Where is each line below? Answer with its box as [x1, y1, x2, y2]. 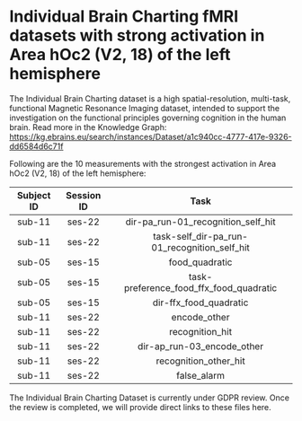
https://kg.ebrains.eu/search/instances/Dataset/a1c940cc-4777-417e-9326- [9, 131, 292, 142]
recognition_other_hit [155, 355, 245, 367]
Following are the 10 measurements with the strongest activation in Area [9, 158, 277, 169]
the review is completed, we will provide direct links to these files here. [9, 401, 271, 412]
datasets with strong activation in [9, 25, 265, 46]
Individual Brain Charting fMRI [9, 6, 239, 27]
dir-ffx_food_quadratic [152, 296, 249, 309]
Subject [16, 189, 51, 201]
